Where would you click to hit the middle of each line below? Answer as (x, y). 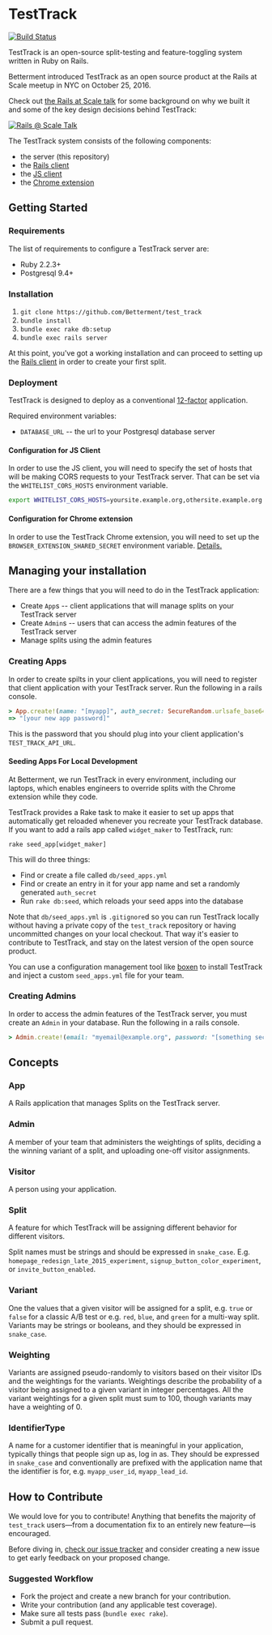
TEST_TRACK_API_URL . (42, 743)
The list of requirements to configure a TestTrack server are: (109, 249)
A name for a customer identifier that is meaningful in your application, (126, 1445)
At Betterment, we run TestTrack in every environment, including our (122, 779)
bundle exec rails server (64, 338)
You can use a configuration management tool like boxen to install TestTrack (136, 967)
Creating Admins (42, 996)
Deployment (33, 382)
